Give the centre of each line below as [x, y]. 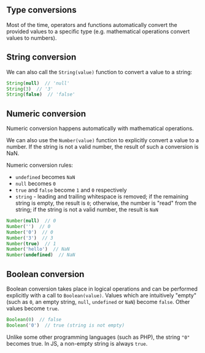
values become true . [33, 308]
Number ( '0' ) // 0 [30, 232]
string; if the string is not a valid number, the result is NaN [87, 210]
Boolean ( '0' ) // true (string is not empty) [65, 325]
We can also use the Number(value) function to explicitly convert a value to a [103, 140]
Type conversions [41, 10]
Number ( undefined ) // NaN [41, 255]
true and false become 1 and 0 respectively [71, 190]
